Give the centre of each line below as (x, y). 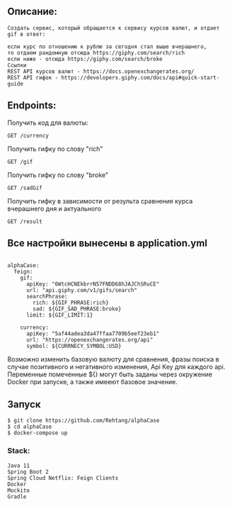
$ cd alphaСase (30, 427)
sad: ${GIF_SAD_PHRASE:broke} (77, 309)
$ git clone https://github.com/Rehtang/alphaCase (83, 421)
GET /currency (28, 135)
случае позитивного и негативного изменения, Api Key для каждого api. (116, 367)
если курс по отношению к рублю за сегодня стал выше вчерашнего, (107, 46)
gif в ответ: (27, 34)
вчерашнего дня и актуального (54, 208)
